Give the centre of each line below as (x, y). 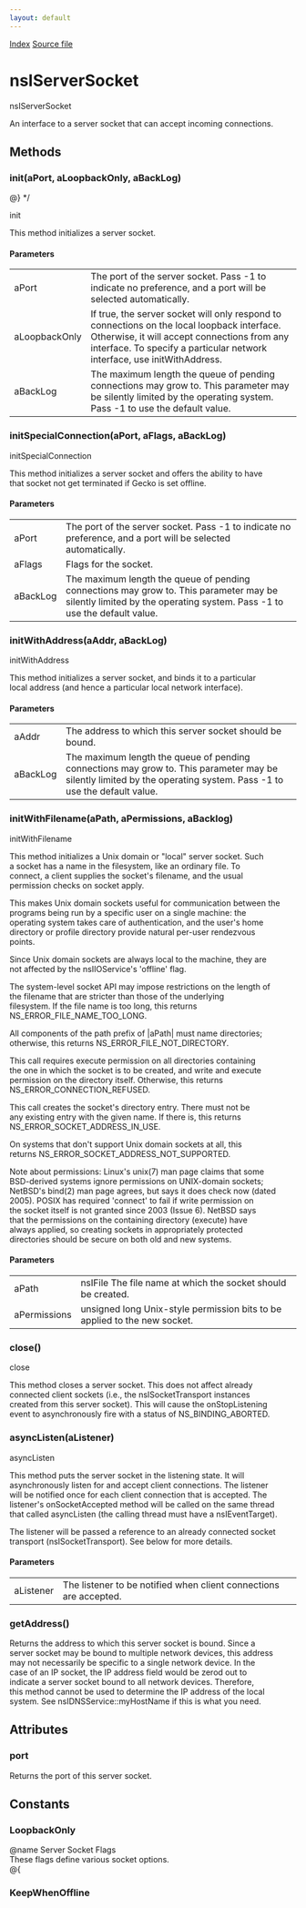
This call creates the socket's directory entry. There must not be (130, 1107)
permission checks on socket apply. (77, 885)
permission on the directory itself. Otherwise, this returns (116, 1080)
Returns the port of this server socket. (81, 1775)
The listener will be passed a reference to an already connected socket (143, 1531)
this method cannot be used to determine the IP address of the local (138, 1692)
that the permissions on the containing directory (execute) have (128, 1220)
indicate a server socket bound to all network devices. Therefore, (132, 1682)
